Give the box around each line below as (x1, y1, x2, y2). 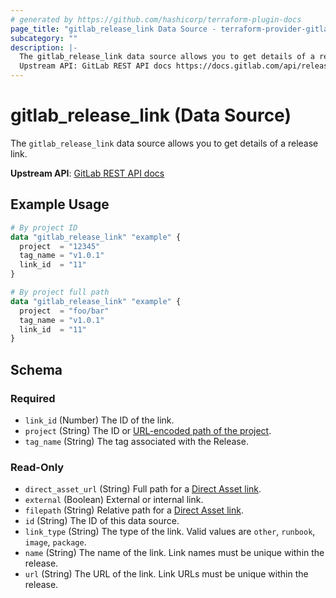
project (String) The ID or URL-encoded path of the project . (24, 424, 272, 436)
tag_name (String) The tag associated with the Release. (24, 435, 249, 447)
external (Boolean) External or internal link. (24, 494, 204, 506)
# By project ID (10, 222, 78, 233)
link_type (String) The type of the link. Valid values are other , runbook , (24, 526, 316, 538)
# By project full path (10, 287, 110, 297)
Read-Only (10, 460, 65, 474)
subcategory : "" (10, 33, 78, 43)
